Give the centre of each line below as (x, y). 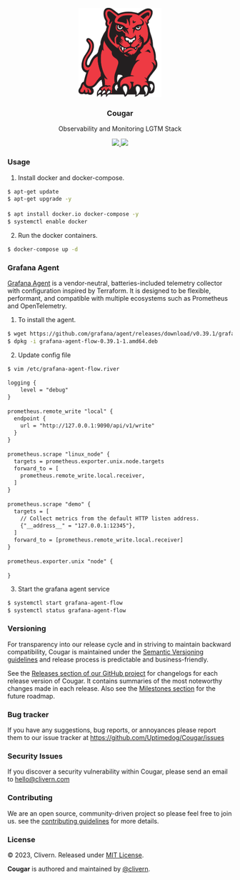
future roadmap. (31, 696)
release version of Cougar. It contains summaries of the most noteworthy (115, 681)
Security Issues (35, 756)
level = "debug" (45, 390)
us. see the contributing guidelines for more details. (83, 821)
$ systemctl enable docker (47, 222)
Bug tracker (28, 714)
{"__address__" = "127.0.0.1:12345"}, (78, 526)
